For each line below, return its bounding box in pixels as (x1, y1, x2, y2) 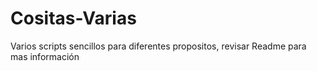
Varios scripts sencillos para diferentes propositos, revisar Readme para (10, 40, 307, 52)
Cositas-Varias (10, 7, 137, 30)
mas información (10, 50, 80, 62)
